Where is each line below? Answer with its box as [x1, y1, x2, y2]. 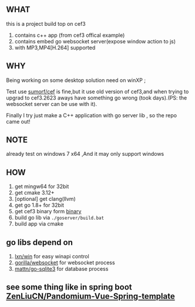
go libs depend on [6, 237, 73, 247]
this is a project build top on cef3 [6, 20, 86, 27]
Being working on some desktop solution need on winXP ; [6, 76, 146, 84]
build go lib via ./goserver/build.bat [14, 214, 105, 221]
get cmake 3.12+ [14, 189, 55, 196]
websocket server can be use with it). [6, 100, 97, 107]
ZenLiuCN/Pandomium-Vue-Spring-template [6, 291, 175, 301]
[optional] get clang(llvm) [14, 196, 76, 203]
